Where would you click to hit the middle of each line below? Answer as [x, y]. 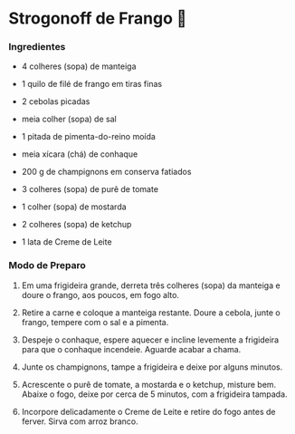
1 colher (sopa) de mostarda [74, 207]
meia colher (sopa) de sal [69, 119]
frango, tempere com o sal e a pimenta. [95, 322]
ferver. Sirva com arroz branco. [80, 421]
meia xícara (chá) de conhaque [80, 154]
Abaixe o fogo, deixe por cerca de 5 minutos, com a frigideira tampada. [154, 394]
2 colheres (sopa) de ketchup [76, 225]
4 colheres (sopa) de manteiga [79, 66]
